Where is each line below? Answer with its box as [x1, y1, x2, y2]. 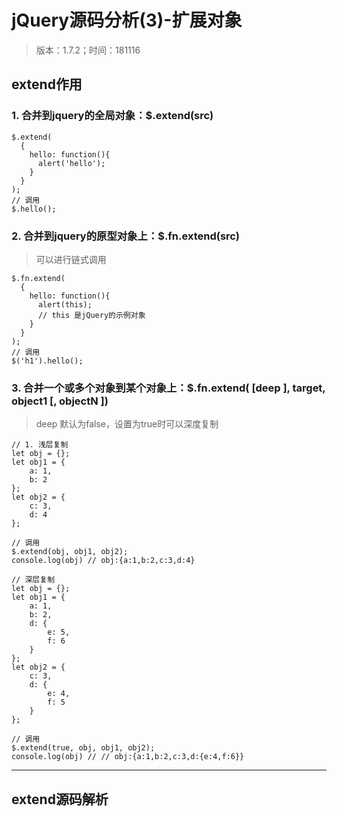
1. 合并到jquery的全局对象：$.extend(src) [11, 109, 214, 123]
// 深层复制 [11, 575, 56, 585]
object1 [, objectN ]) [11, 394, 109, 408]
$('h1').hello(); [11, 356, 84, 366]
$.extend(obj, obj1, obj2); [11, 547, 129, 557]
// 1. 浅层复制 [11, 440, 69, 450]
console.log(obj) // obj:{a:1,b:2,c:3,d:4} [11, 556, 196, 566]
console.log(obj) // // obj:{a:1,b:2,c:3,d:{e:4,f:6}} [11, 752, 245, 762]
